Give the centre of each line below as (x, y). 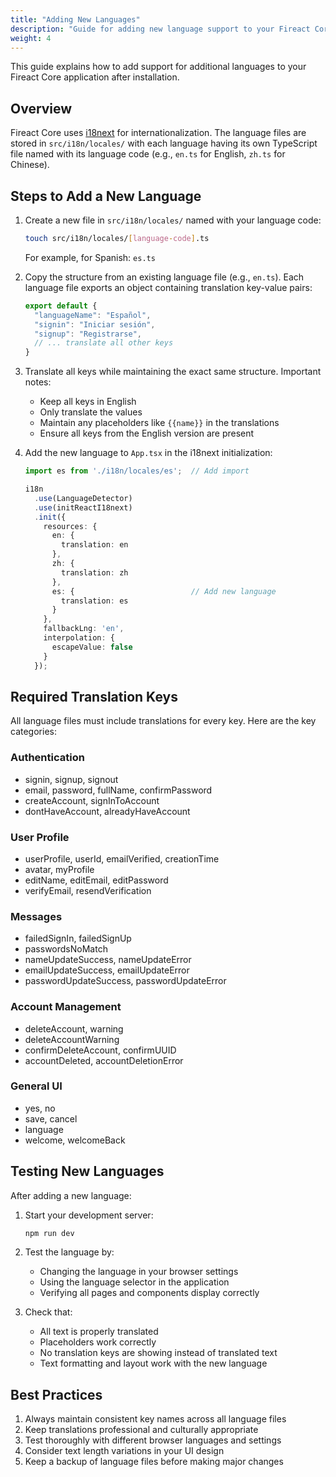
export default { (61, 306)
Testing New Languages (87, 1171)
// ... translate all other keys (104, 343)
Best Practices (56, 1394)
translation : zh (95, 572)
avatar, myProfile (59, 869)
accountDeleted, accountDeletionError (104, 1060)
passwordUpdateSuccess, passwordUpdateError (125, 981)
